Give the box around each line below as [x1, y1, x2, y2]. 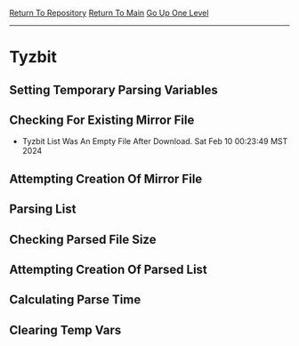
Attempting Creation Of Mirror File [9, 171, 203, 186]
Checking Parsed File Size [9, 231, 157, 247]
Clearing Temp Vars [9, 322, 122, 337]
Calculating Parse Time [9, 293, 141, 308]
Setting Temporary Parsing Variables [9, 82, 218, 97]
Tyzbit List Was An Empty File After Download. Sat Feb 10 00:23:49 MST [21, 136, 288, 147]
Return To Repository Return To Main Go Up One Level [9, 8, 209, 18]
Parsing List [9, 202, 77, 217]
